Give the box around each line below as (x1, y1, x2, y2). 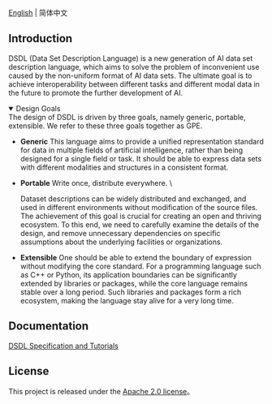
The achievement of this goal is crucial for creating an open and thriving (19, 211, 261, 221)
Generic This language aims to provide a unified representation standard (19, 136, 264, 146)
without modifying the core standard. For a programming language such (19, 261, 261, 271)
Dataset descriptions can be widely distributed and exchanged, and (19, 194, 247, 204)
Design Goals (15, 103, 61, 113)
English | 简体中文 (8, 8, 68, 17)
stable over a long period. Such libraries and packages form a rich (19, 287, 242, 297)
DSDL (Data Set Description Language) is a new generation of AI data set (8, 53, 253, 63)
